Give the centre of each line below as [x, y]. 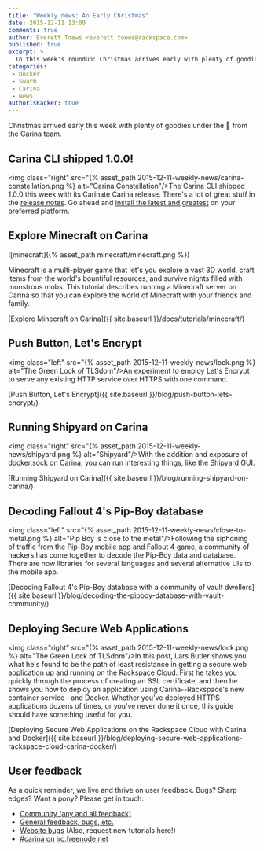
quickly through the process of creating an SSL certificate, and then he [123, 681]
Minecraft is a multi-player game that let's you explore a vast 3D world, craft [131, 270]
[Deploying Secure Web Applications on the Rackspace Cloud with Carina [127, 729]
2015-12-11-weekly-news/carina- [191, 177]
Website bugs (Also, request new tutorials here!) [98, 830]
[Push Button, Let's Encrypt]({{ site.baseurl [78, 394]
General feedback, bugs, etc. [66, 822]
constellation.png [36, 186]
